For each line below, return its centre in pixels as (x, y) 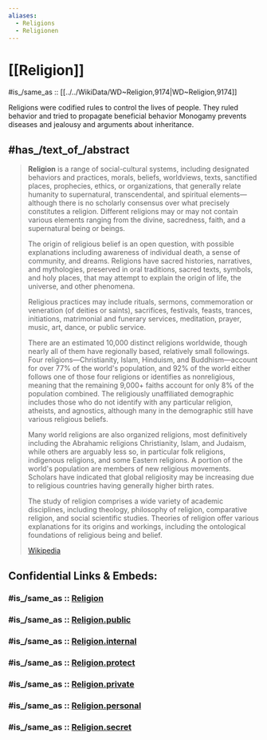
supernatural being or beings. (77, 229)
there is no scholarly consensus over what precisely (144, 203)
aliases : (23, 16)
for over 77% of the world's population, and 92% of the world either (139, 368)
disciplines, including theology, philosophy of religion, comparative (137, 510)
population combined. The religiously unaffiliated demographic (131, 394)
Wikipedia (44, 551)
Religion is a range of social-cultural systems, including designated (138, 169)
